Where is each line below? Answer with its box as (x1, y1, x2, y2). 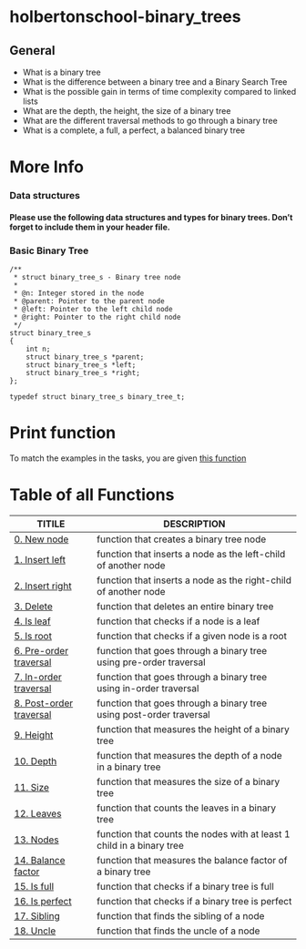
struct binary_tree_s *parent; (25, 352, 145, 362)
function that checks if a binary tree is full (97, 880, 275, 893)
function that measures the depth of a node (97, 749, 282, 761)
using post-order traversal (97, 708, 211, 720)
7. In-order (14, 670, 62, 683)
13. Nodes (14, 833, 59, 846)
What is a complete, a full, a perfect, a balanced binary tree (22, 125, 246, 136)
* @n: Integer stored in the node (13, 289, 145, 298)
